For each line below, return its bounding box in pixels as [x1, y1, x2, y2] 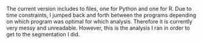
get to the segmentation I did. [6, 31, 80, 38]
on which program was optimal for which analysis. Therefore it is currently [6, 18, 193, 25]
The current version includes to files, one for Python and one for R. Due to [6, 5, 192, 12]
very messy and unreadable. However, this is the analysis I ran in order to [6, 24, 190, 31]
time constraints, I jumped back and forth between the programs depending [6, 11, 197, 19]
